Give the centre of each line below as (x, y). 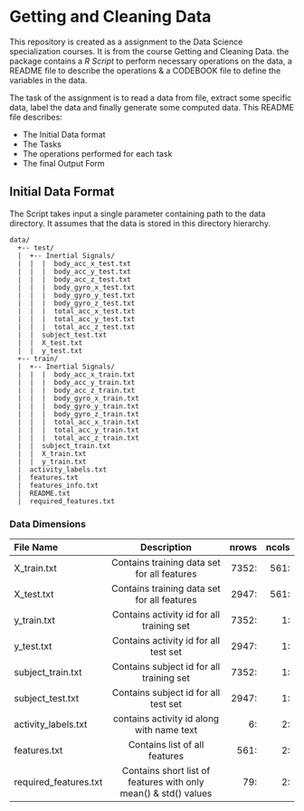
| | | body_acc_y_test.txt (74, 272)
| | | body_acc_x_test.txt (74, 263)
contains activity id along (166, 719)
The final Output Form (64, 163)
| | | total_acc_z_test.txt (76, 327)
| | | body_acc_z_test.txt (74, 279)
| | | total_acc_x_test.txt (76, 311)
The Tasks (42, 144)
